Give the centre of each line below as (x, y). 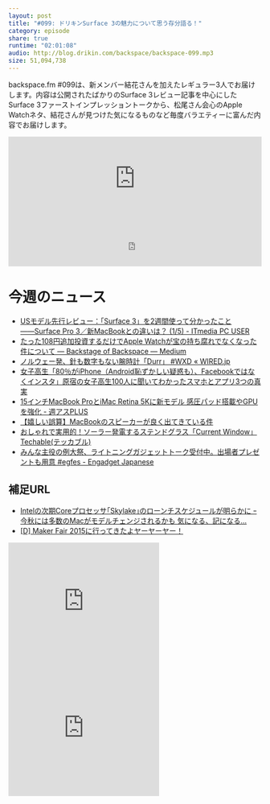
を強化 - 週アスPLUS (54, 411)
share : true (28, 38)
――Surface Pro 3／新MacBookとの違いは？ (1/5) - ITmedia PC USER (135, 331)
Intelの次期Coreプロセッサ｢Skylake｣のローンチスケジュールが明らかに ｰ (138, 510)
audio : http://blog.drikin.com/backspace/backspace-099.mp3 (111, 53)
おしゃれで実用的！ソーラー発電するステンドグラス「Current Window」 (138, 431)
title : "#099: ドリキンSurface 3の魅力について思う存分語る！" (105, 23)
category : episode (39, 31)
